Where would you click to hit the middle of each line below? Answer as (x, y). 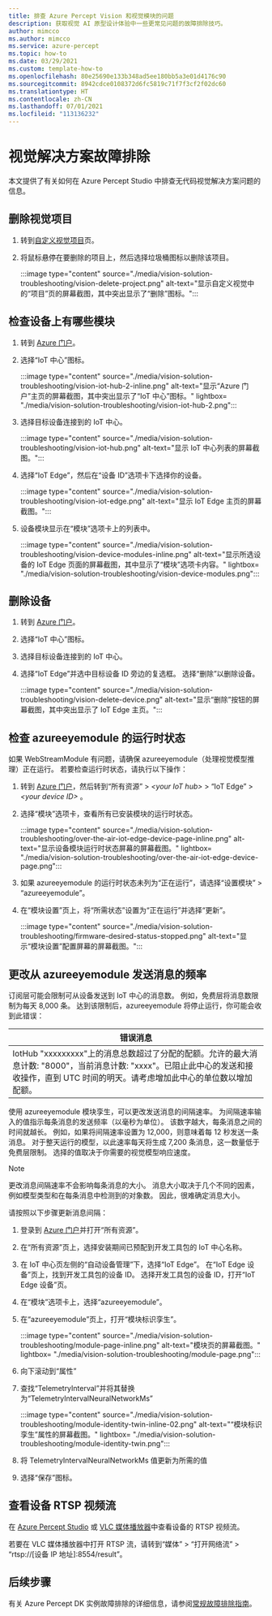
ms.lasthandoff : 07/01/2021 (56, 106)
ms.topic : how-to (38, 54)
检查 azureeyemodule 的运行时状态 (97, 738)
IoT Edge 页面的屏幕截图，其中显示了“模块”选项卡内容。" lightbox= (148, 564)
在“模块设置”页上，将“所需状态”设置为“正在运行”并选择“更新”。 (125, 910)
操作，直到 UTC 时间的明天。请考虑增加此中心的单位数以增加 (137, 1078)
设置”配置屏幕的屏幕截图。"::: (93, 946)
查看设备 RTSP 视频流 (62, 1506)
